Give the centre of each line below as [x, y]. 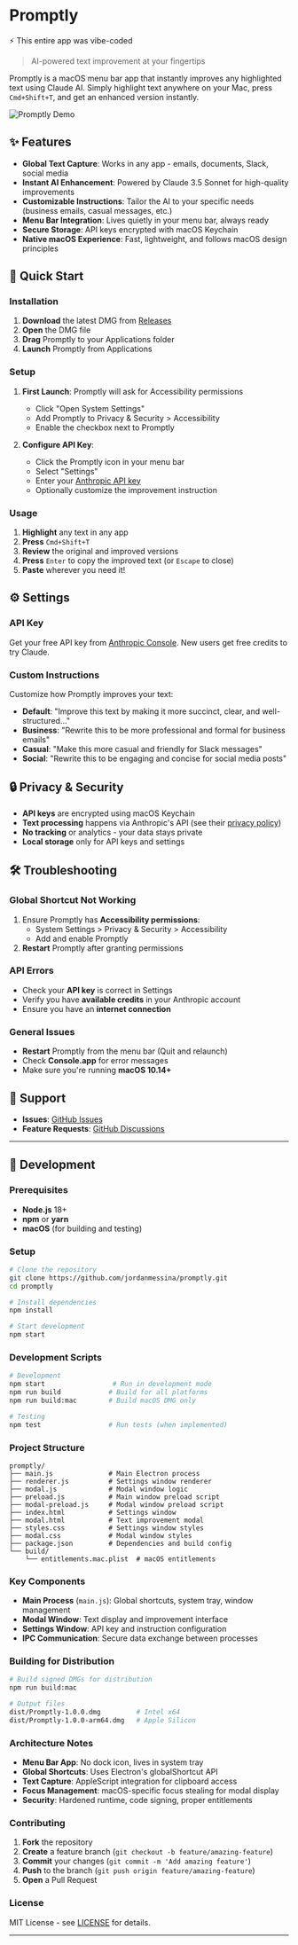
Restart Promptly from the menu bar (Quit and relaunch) [125, 1051]
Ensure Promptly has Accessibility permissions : [111, 920]
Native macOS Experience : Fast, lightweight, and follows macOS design [154, 239]
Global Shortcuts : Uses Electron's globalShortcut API [120, 1772]
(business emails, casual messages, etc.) [97, 210]
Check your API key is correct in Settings [97, 990]
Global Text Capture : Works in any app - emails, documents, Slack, [145, 163]
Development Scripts [55, 1357]
